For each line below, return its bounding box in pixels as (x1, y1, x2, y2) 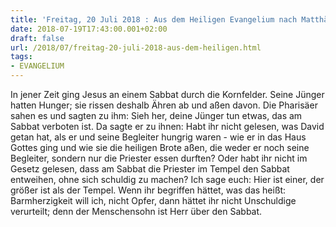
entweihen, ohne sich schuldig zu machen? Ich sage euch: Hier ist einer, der (10, 174, 325, 185)
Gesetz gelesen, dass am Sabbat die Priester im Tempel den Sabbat (10, 163, 290, 175)
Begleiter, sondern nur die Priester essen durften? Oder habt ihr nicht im (10, 152, 308, 164)
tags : (10, 52, 33, 62)
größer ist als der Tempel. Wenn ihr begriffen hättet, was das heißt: (10, 184, 287, 196)
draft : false (10, 33, 65, 43)
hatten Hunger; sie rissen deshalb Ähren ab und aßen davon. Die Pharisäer (10, 99, 318, 111)
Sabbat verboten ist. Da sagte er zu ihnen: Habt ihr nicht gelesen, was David (10, 121, 325, 132)
